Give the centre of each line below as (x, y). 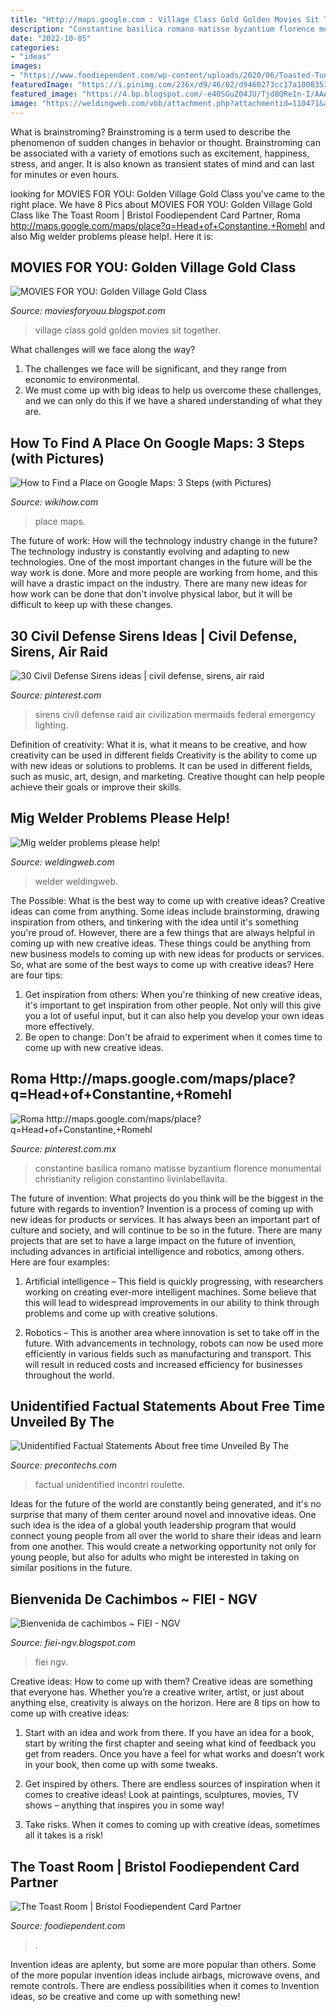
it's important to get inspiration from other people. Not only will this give (173, 1005)
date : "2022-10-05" (51, 38)
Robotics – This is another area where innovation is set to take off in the (172, 1332)
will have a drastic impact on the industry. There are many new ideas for (159, 583)
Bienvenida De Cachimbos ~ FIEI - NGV (134, 1599)
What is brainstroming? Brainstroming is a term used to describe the (150, 132)
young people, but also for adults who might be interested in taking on (155, 1557)
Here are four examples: (60, 1262)
